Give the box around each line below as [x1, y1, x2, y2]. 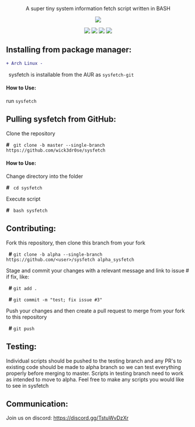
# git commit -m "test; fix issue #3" [8, 295, 103, 303]
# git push [8, 325, 35, 332]
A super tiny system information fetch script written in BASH [26, 5, 170, 12]
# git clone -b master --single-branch [6, 141, 105, 148]
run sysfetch [6, 97, 37, 104]
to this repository [6, 313, 47, 321]
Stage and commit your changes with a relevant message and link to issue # [6, 267, 190, 274]
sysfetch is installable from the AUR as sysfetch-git [8, 71, 134, 78]
